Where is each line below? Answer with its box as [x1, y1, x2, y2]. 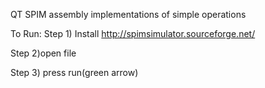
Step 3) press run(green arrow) [10, 67, 139, 78]
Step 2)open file [10, 47, 77, 59]
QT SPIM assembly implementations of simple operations [10, 9, 247, 20]
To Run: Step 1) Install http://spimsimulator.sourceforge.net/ [10, 28, 256, 39]
